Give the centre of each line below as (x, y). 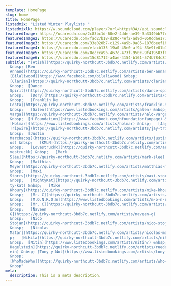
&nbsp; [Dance (26, 86)
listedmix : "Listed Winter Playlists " (48, 24)
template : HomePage (26, 10)
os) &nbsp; (21, 143)
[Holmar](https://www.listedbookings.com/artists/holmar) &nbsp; (81, 124)
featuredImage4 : (22, 48)
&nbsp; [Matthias (31, 162)
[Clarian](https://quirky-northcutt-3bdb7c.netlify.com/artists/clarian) (90, 81)
